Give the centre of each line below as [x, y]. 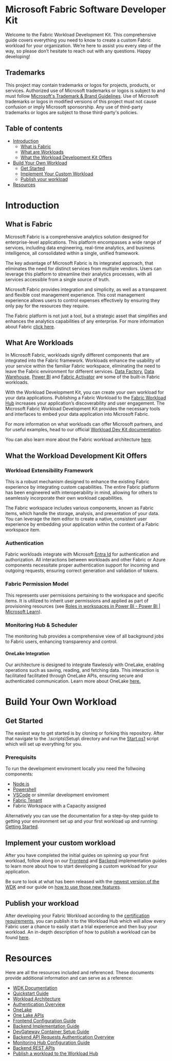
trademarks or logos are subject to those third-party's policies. [72, 112]
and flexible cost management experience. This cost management [75, 295]
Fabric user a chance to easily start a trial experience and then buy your [81, 927]
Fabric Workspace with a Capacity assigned [59, 806]
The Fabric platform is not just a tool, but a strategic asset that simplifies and [86, 316]
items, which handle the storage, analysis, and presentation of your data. [82, 514]
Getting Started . [22, 827]
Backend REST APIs [34, 1048]
